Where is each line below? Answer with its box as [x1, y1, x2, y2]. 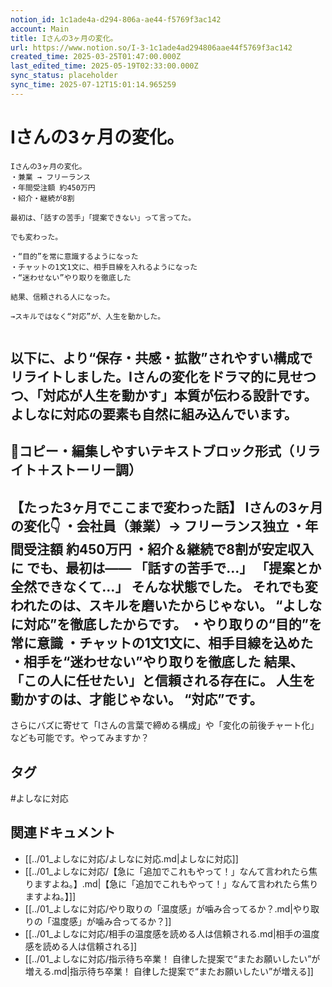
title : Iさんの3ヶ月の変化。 [10, 33, 118, 43]
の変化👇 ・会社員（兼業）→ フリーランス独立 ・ [10, 517, 306, 535]
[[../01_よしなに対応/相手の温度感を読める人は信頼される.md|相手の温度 [24, 927, 320, 940]
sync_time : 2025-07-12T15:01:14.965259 [10, 80, 177, 90]
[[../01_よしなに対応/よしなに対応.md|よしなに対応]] [24, 852, 239, 865]
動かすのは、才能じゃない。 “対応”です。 [10, 691, 263, 708]
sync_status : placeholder [10, 71, 118, 81]
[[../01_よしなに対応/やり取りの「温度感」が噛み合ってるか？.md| [24, 902, 293, 915]
